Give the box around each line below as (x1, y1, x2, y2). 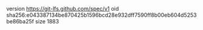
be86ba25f (6, 18, 35, 25)
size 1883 (35, 18, 59, 25)
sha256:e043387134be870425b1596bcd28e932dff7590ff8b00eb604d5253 (6, 11, 197, 19)
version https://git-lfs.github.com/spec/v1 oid (6, 5, 119, 12)
